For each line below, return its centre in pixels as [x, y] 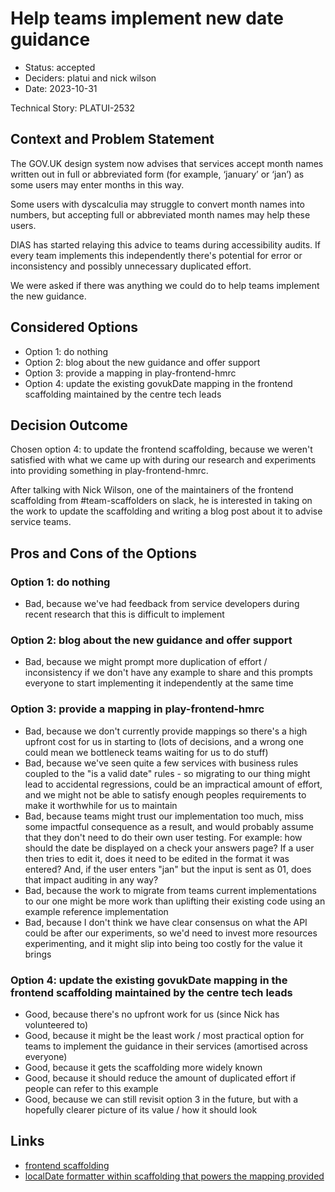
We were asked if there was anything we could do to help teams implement [165, 285]
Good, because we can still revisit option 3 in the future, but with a [161, 1099]
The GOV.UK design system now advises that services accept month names [167, 163]
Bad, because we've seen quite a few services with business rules [161, 763]
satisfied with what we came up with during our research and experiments [163, 460]
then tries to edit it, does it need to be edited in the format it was [157, 858]
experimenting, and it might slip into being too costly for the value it [163, 943]
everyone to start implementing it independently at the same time [159, 683]
